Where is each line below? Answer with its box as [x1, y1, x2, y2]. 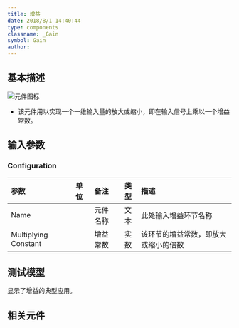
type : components [7, 24, 59, 31]
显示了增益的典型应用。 [7, 287, 76, 295]
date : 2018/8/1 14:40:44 [7, 17, 81, 24]
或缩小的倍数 [141, 240, 184, 250]
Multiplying [11, 230, 48, 240]
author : [7, 43, 31, 51]
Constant [11, 238, 42, 248]
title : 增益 [7, 10, 41, 18]
